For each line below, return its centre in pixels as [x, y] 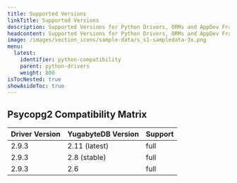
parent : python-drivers [55, 66]
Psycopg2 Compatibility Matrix [77, 114]
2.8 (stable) [87, 158]
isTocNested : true [34, 79]
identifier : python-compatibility [71, 60]
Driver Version [36, 134]
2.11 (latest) [88, 146]
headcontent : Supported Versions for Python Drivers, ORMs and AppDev [113, 33]
